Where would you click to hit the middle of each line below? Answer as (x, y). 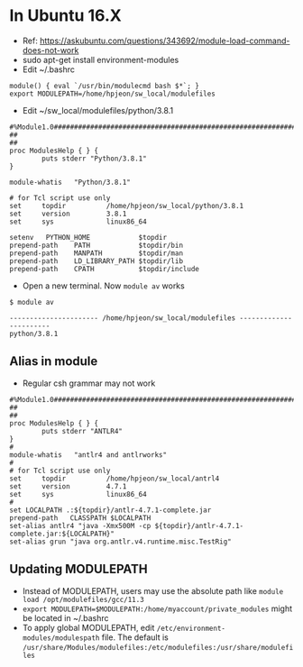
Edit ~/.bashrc (48, 69)
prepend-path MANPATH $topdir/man (96, 253)
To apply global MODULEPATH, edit (88, 627)
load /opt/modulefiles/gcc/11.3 (83, 599)
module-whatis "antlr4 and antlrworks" (88, 455)
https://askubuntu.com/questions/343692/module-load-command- (165, 41)
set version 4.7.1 (68, 486)
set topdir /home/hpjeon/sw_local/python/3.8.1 (127, 206)
